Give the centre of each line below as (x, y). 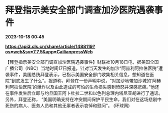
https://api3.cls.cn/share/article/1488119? (50, 46)
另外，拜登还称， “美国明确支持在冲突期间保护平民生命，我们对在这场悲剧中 (83, 99)
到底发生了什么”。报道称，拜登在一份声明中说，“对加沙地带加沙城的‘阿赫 (86, 81)
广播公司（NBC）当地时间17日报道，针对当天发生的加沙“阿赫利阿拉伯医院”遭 (84, 68)
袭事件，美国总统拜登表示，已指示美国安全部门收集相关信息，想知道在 (77, 74)
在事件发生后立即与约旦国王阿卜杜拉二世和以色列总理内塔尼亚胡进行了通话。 (84, 93)
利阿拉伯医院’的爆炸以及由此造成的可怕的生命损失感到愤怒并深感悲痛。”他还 (82, 87)
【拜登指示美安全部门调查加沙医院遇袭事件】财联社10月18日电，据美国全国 (82, 62)
